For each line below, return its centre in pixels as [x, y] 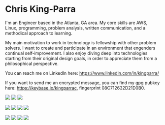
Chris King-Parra [40, 9]
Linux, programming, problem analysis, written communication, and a [75, 28]
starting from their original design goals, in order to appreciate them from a [81, 58]
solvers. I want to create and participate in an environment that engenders [80, 48]
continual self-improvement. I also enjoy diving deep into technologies [76, 53]
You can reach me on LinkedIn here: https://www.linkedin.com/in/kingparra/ [82, 73]
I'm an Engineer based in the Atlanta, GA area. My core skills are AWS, [76, 23]
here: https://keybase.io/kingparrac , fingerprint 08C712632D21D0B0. [75, 88]
